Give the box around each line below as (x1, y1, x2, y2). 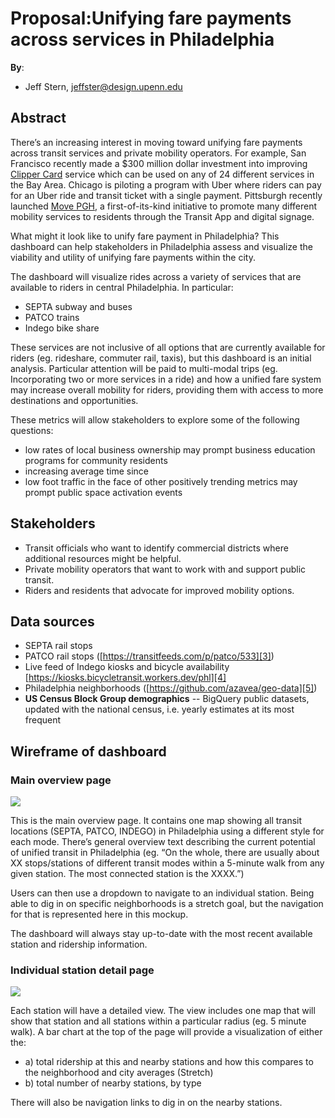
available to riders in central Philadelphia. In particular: (10, 281, 234, 293)
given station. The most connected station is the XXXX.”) (10, 868, 245, 880)
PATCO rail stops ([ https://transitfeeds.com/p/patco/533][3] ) (24, 650, 275, 662)
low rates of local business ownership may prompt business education (24, 443, 316, 456)
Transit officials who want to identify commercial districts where (24, 542, 289, 554)
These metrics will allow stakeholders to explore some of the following (10, 413, 300, 426)
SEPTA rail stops (24, 640, 93, 652)
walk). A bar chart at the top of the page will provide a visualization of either (10, 1026, 323, 1038)
